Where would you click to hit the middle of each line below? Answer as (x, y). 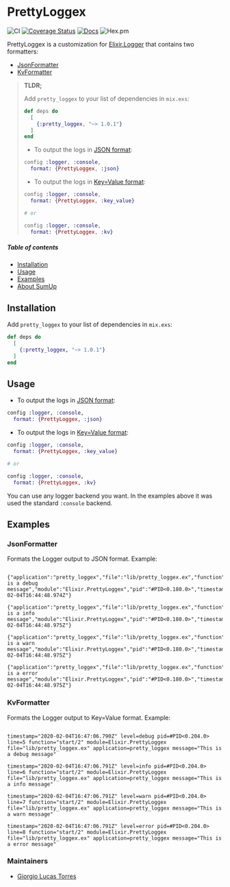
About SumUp (37, 287)
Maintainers (28, 861)
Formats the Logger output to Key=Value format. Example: (89, 718)
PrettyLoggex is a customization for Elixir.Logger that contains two (101, 44)
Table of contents (33, 247)
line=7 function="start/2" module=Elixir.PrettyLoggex (87, 802)
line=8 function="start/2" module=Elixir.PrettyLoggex (87, 832)
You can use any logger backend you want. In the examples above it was (110, 496)
